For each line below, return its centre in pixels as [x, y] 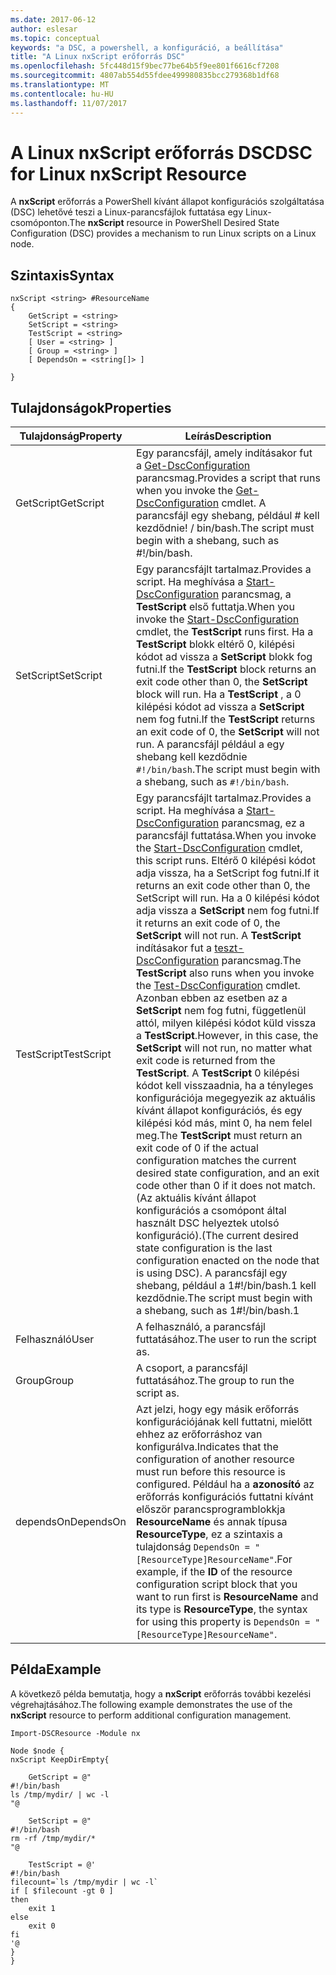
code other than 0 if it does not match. [226, 1186]
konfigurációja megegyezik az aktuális [226, 1098]
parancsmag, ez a [263, 823]
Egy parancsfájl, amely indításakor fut [224, 453]
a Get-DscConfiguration [193, 466]
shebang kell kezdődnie [192, 757]
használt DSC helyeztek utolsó [208, 1223]
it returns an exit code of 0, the [208, 923]
